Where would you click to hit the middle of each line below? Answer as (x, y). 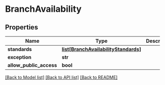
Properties (22, 27)
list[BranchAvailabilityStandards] (101, 49)
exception (20, 57)
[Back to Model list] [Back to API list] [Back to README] (61, 77)
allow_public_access (32, 65)
